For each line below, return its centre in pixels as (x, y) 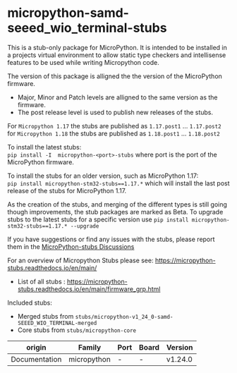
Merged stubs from (45, 316)
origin (36, 347)
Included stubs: (30, 302)
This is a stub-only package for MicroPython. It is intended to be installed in (117, 47)
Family (90, 347)
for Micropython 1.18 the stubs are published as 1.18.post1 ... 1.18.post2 (114, 133)
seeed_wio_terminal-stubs (87, 28)
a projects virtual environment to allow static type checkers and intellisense (117, 55)
